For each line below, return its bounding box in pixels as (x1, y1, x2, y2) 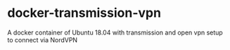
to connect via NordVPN (7, 35, 78, 44)
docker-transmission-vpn (7, 5, 162, 21)
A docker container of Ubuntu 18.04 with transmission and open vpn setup (7, 28, 223, 37)
